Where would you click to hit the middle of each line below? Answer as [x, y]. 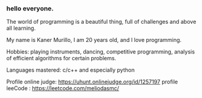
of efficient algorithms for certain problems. [61, 58]
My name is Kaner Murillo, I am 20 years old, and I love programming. [94, 40]
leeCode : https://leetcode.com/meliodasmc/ [63, 88]
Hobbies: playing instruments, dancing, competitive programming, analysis [101, 52]
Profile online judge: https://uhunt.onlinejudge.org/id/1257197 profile [92, 82]
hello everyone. [30, 9]
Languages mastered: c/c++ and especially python [70, 70]
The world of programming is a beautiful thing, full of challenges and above [101, 22]
